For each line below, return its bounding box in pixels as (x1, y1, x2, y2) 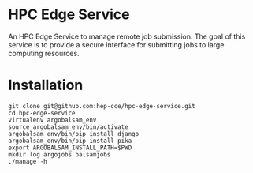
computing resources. (8, 48, 80, 58)
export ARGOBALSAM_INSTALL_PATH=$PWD (8, 144, 132, 152)
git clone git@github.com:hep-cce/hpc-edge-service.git (8, 102, 195, 110)
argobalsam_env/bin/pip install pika (8, 137, 132, 145)
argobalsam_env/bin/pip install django (8, 130, 140, 137)
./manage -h (8, 157, 47, 165)
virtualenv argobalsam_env (8, 116, 97, 124)
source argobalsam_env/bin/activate (8, 122, 128, 131)
